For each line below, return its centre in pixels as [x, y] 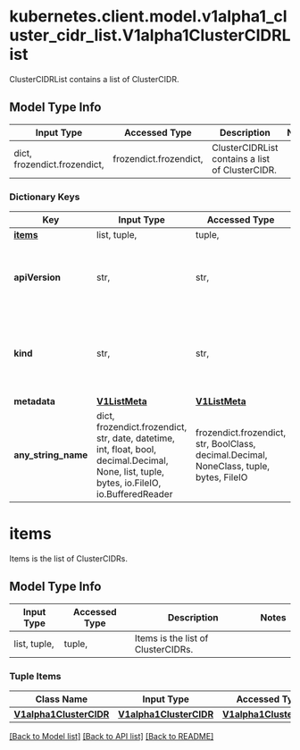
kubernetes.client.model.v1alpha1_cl [148, 17]
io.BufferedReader [135, 494]
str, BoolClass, [225, 444]
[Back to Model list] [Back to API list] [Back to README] [112, 737]
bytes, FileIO [221, 477]
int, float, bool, [126, 450]
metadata [34, 401]
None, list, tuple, [131, 472]
